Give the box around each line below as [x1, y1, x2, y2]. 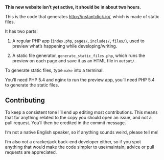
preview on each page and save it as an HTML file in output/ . [12, 58, 136, 63]
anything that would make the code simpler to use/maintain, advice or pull [5, 144, 154, 150]
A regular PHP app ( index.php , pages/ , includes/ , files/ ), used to [12, 38, 145, 44]
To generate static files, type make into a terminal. [5, 67, 104, 73]
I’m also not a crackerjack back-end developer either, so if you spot [5, 138, 141, 144]
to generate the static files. [5, 82, 59, 88]
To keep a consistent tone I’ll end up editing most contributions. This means [5, 109, 158, 115]
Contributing [5, 96, 45, 105]
